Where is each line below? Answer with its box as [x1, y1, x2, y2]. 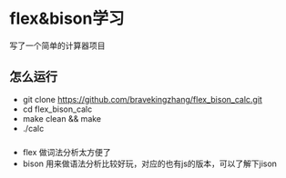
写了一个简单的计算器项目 [9, 40, 106, 51]
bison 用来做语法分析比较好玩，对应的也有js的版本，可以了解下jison [22, 158, 278, 169]
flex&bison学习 [9, 8, 125, 29]
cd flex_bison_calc [22, 104, 93, 114]
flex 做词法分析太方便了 [22, 146, 111, 157]
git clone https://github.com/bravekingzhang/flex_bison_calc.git [22, 94, 262, 104]
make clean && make [22, 113, 102, 124]
